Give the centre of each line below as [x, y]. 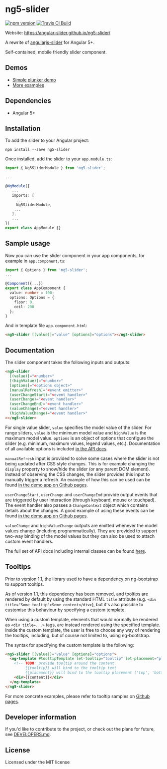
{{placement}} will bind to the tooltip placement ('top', [87, 673]
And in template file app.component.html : [46, 326]
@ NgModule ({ [17, 186]
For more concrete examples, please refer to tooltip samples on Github [78, 696]
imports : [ [23, 195]
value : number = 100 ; [32, 293]
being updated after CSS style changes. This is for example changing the [80, 463]
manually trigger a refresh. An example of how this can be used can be [78, 479]
